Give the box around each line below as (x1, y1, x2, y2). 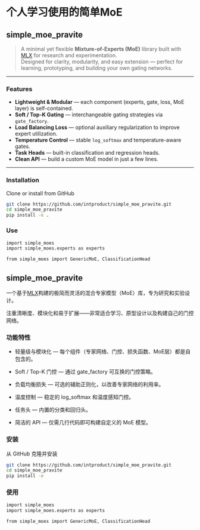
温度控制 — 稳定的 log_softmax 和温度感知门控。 (14, 393, 135, 400)
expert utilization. (14, 130, 58, 137)
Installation (6, 176, 40, 184)
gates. (14, 143, 31, 150)
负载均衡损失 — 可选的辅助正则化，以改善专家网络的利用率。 (14, 381, 164, 388)
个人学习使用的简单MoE (6, 5, 123, 19)
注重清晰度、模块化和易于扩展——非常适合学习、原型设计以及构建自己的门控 (6, 309, 194, 316)
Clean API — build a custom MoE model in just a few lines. (14, 156, 159, 163)
